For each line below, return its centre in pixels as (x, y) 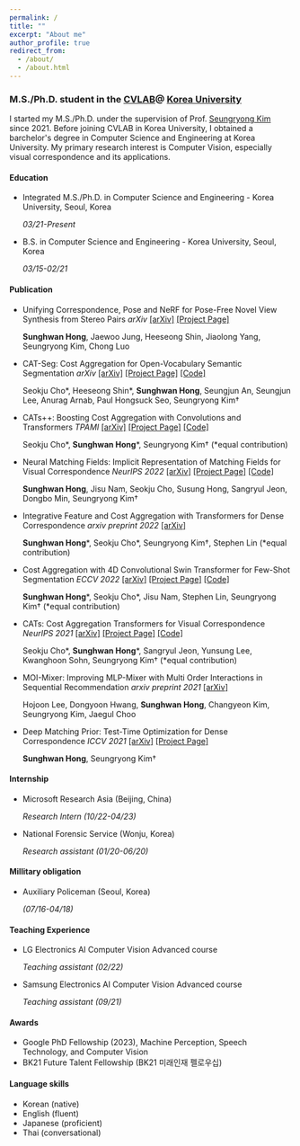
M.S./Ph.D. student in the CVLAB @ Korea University (126, 99)
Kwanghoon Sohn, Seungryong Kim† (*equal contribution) (130, 660)
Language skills (40, 1083)
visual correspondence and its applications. (90, 157)
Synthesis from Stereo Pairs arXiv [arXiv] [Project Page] (126, 319)
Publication (31, 289)
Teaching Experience (50, 929)
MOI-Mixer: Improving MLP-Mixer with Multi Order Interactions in (142, 677)
